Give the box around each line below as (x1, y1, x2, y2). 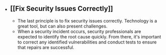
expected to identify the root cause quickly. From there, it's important (17, 33, 161, 39)
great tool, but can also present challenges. (17, 23, 108, 29)
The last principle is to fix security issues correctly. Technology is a (17, 17, 157, 23)
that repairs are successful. (17, 44, 74, 50)
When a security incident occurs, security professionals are (17, 28, 141, 34)
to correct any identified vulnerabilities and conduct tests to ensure (17, 39, 157, 45)
